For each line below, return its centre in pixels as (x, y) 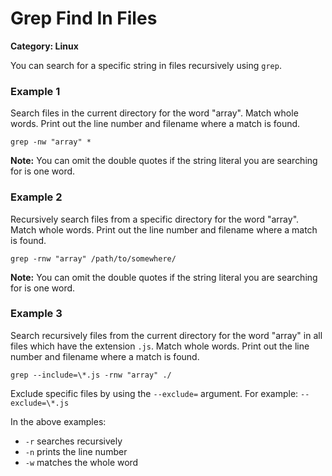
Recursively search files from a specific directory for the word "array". (155, 219)
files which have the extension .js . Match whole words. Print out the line (160, 346)
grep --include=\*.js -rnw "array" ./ (91, 375)
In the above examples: (58, 421)
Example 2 (36, 197)
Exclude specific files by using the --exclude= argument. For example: (154, 393)
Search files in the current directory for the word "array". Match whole (154, 113)
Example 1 (35, 91)
